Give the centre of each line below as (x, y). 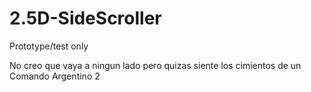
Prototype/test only (49, 46)
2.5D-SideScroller (85, 18)
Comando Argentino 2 (55, 76)
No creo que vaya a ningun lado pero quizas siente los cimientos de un (155, 65)
